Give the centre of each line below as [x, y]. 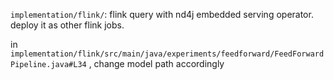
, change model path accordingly [156, 63]
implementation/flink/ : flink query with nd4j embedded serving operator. [162, 14]
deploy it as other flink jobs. [67, 25]
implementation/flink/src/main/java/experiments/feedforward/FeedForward [167, 54]
